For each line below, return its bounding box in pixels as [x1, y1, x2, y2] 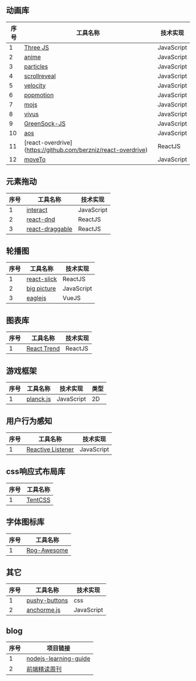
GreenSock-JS [24, 119, 66, 128]
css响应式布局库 [6, 467, 65, 477]
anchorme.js [26, 606, 61, 614]
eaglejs [26, 294, 47, 302]
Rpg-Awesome [26, 546, 68, 554]
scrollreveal [24, 72, 56, 80]
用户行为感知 [6, 416, 52, 426]
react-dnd [26, 215, 55, 223]
